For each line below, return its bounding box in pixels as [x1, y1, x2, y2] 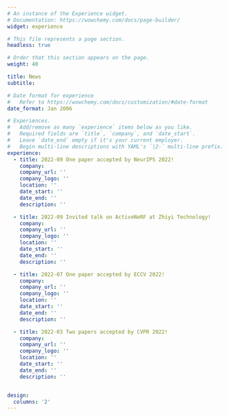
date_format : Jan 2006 [7, 105, 72, 112]
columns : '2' [13, 398, 51, 405]
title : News [7, 73, 41, 80]
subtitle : [7, 79, 36, 86]
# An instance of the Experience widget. [7, 10, 128, 17]
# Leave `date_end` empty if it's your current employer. [7, 137, 184, 144]
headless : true [7, 42, 51, 49]
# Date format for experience [7, 92, 94, 99]
